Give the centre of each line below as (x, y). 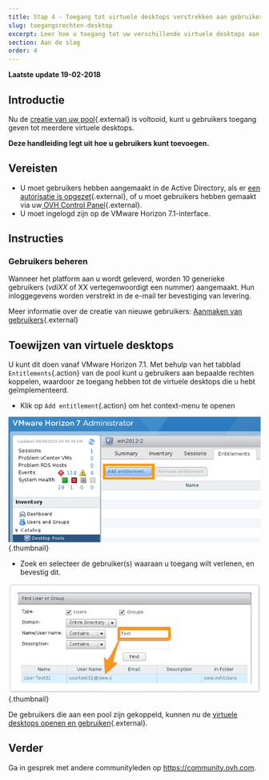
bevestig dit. (40, 572)
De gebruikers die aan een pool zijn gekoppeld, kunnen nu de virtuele (123, 714)
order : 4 (23, 51)
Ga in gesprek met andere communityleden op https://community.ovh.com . (132, 767)
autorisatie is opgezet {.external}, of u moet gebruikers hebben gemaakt (138, 196)
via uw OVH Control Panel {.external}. (81, 205)
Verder (26, 748)
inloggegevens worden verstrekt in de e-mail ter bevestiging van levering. (130, 296)
